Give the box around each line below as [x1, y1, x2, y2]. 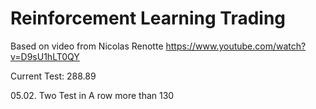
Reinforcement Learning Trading [10, 7, 287, 30]
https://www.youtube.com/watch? [165, 40, 307, 52]
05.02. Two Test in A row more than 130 [10, 89, 175, 101]
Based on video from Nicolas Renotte [10, 40, 164, 52]
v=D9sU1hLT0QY [10, 50, 80, 62]
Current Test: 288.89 [10, 70, 97, 82]
